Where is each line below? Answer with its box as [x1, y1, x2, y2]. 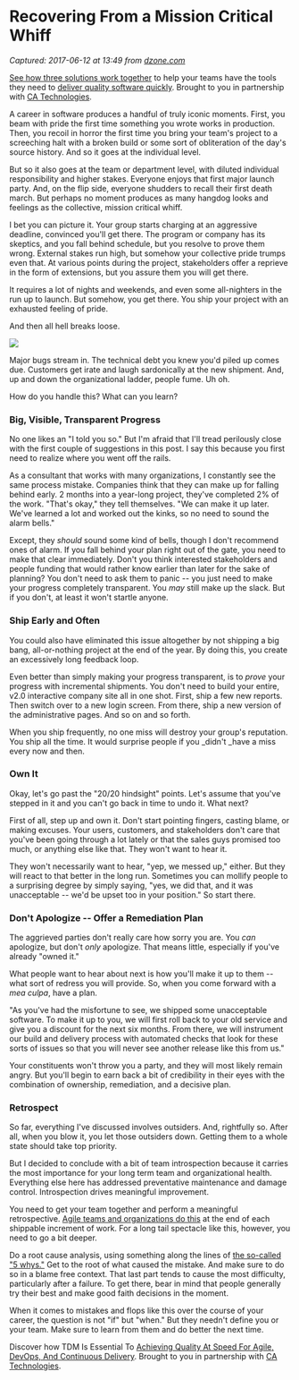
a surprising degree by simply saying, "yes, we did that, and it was [9, 880, 253, 890]
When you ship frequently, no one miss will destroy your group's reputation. [9, 727, 288, 737]
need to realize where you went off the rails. [9, 453, 171, 464]
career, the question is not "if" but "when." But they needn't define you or [9, 1315, 279, 1325]
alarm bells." [9, 517, 55, 529]
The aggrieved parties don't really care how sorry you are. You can [9, 933, 256, 943]
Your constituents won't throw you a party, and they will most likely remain [9, 1061, 283, 1071]
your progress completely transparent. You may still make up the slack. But [9, 583, 286, 593]
